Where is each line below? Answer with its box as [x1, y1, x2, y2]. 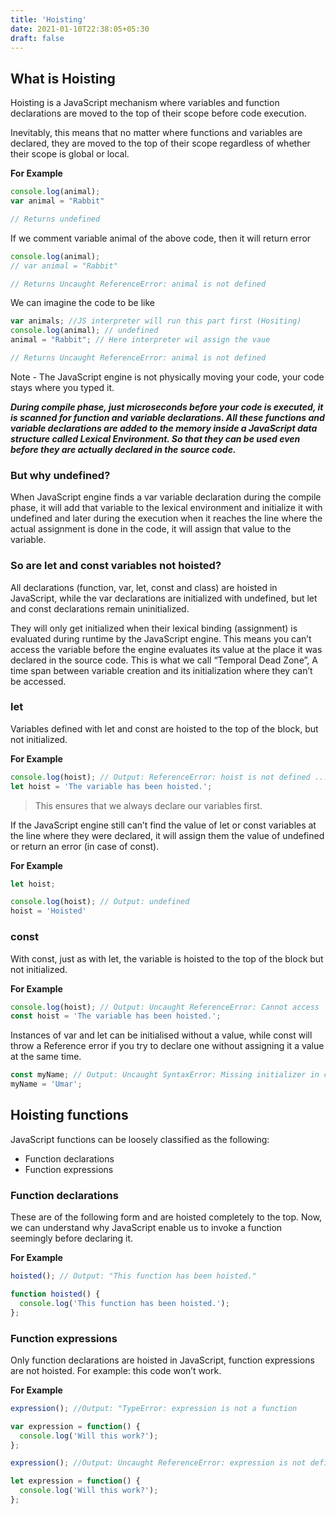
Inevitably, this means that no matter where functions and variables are [10, 127, 303, 139]
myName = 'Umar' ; [10, 1079, 83, 1090]
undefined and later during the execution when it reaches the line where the [10, 512, 323, 525]
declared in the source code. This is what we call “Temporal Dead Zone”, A [10, 654, 318, 666]
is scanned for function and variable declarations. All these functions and [10, 411, 325, 423]
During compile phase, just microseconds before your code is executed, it [10, 401, 324, 413]
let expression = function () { [10, 1476, 141, 1486]
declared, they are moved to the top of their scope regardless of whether [10, 137, 311, 150]
